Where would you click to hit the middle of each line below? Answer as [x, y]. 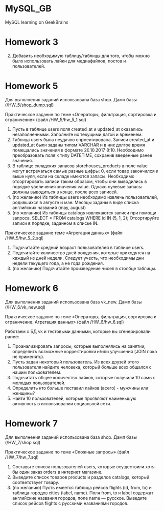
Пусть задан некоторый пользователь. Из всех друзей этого [75, 361]
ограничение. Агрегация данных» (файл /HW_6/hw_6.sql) [65, 322]
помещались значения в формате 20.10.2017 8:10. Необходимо [78, 150]
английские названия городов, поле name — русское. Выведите [80, 498]
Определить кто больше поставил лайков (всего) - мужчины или [80, 388]
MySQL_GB [28, 9]
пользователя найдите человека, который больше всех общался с [82, 367]
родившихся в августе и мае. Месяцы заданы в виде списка [75, 202]
